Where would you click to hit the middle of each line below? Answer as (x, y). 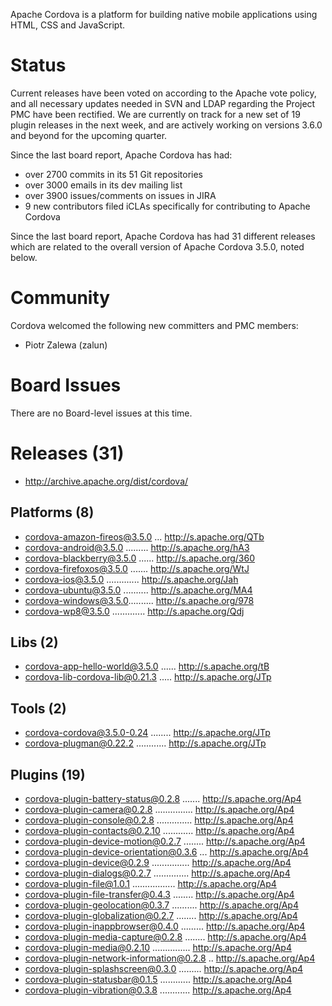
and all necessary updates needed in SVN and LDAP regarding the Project (163, 103)
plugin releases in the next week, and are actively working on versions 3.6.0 (166, 125)
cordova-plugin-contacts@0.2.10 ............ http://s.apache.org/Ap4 (159, 830)
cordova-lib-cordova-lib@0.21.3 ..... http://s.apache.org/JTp (148, 677)
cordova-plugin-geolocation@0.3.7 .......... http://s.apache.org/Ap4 (161, 905)
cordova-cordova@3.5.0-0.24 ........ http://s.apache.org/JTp (147, 733)
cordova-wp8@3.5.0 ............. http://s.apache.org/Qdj (134, 611)
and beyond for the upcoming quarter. (89, 135)
